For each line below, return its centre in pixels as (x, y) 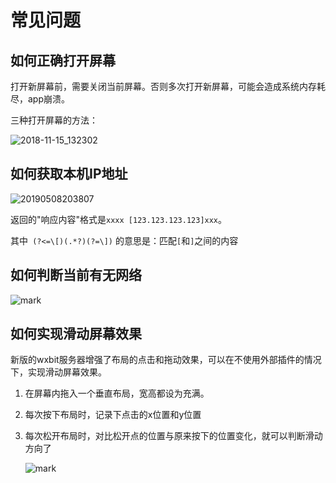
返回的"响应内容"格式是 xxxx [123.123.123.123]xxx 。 (119, 219)
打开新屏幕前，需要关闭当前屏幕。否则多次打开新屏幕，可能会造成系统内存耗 (168, 86)
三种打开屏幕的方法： (54, 120)
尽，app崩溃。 (40, 99)
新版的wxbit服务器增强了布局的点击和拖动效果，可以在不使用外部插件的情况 (166, 360)
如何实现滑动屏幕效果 (76, 334)
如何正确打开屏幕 (63, 60)
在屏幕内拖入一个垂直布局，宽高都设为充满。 (117, 393)
